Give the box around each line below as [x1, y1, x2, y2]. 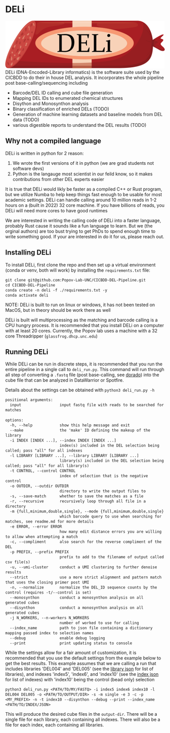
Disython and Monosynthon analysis [12, 100, 89, 107]
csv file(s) [5, 560, 30, 565]
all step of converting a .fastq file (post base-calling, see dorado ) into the [5, 372, 159, 378]
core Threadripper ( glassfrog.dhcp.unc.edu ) [5, 333, 98, 339]
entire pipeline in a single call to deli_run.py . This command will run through [5, 366, 164, 373]
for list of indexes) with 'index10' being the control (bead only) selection [5, 677, 155, 683]
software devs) [12, 165, 45, 171]
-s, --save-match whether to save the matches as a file [10, 494, 144, 499]
